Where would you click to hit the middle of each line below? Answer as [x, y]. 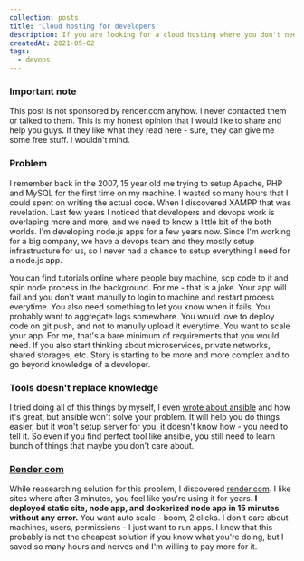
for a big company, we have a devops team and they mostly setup [132, 241]
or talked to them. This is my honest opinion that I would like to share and [146, 121]
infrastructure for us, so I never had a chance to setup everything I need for [150, 251]
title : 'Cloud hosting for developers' [85, 26]
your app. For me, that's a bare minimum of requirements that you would [144, 335]
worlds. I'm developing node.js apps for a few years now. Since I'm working [150, 231]
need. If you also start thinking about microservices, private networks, [140, 345]
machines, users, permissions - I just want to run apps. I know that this [141, 528]
